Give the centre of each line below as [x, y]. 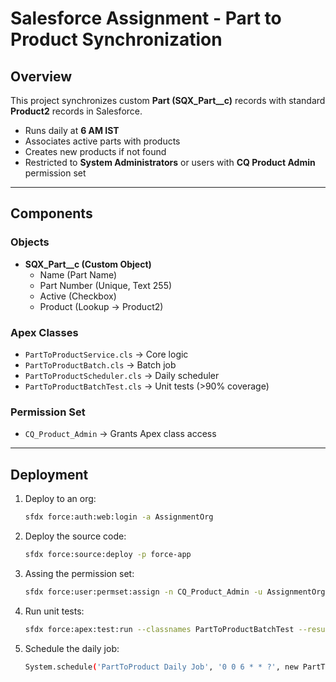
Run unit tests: [54, 611]
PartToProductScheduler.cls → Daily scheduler [122, 375]
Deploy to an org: [60, 499]
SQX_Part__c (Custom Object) [88, 264]
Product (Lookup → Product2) [101, 306]
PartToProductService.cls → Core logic [106, 354]
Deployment [49, 474]
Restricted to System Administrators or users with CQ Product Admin [170, 162]
